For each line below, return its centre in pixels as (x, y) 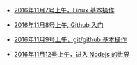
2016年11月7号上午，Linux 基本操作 (64, 10)
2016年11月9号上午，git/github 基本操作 (70, 39)
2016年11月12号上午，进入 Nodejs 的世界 (72, 54)
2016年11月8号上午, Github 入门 (59, 25)
